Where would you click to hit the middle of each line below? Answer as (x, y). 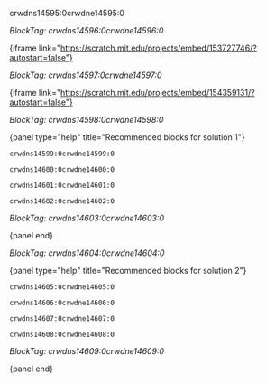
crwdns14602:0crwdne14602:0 (62, 201)
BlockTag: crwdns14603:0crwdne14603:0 (87, 218)
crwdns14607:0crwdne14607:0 (62, 319)
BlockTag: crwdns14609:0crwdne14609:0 (87, 351)
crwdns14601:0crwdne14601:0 (62, 185)
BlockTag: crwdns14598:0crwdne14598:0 (87, 120)
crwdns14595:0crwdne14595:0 (67, 13)
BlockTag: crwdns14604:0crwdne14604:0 (87, 253)
